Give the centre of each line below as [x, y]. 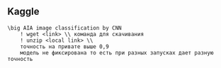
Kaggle [24, 12]
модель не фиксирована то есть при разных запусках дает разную [117, 52]
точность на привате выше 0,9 [65, 46]
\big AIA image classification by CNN [64, 28]
